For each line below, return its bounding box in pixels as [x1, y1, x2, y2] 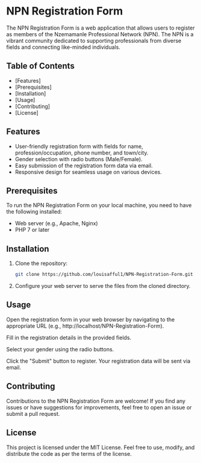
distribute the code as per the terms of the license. [6, 450, 132, 457]
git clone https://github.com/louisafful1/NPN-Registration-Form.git [14, 272, 194, 278]
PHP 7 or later [14, 226, 50, 234]
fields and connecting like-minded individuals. [6, 43, 120, 51]
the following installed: [6, 208, 62, 216]
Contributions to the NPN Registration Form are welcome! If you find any [6, 397, 185, 404]
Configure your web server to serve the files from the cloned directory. [14, 283, 191, 290]
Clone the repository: [14, 260, 68, 267]
